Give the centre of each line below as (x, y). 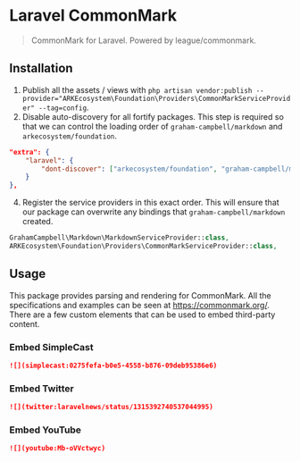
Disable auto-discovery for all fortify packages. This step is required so (153, 116)
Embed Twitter (42, 388)
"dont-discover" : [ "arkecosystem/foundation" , (129, 169)
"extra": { (29, 152)
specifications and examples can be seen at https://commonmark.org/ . (139, 305)
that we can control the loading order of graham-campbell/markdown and (152, 126)
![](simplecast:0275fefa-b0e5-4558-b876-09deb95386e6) (113, 365)
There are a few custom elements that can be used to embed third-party (142, 315)
